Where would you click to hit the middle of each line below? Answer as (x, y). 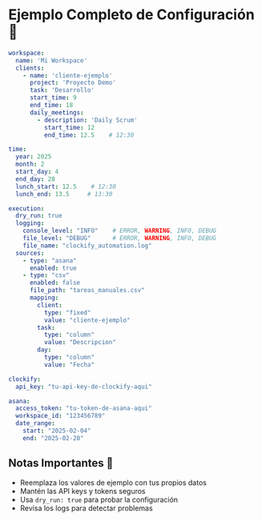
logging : (30, 223)
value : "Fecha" (69, 365)
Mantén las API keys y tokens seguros (83, 491)
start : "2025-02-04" (57, 431)
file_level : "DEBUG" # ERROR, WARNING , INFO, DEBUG (120, 238)
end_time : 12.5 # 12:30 (89, 135)
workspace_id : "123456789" (60, 416)
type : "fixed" (67, 313)
